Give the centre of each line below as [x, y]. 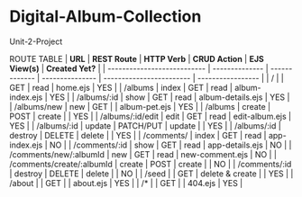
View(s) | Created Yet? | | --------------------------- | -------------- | [139, 68]
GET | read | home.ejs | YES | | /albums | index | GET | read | [121, 87]
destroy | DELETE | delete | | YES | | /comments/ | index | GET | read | [138, 135]
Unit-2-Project [36, 41]
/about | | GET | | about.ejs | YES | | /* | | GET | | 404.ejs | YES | [126, 183]
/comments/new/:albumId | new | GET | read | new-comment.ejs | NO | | [143, 154]
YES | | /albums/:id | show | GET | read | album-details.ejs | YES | [169, 97]
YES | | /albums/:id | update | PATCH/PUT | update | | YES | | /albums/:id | [145, 125]
